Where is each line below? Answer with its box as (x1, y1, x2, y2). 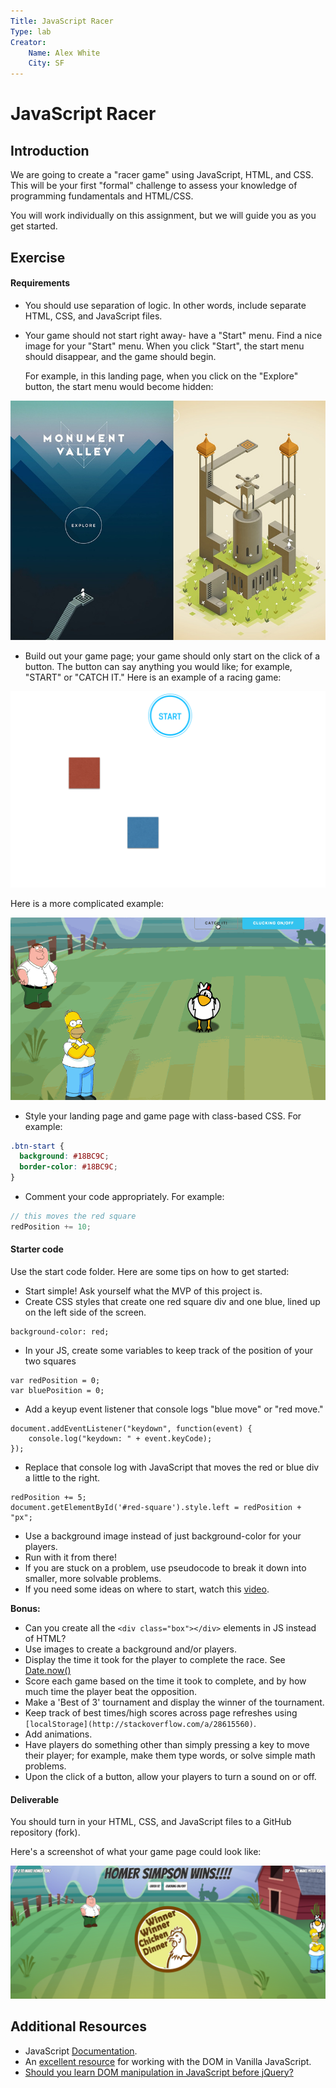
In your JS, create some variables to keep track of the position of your (24, 1344, 313, 1356)
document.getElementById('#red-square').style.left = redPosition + (10, 1502, 302, 1512)
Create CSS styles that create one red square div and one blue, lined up (24, 1295, 321, 1307)
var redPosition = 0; (10, 1375, 101, 1385)
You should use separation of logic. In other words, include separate (24, 299, 307, 311)
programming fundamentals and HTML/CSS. (10, 190, 194, 202)
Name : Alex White (28, 48, 101, 58)
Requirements (10, 277, 71, 289)
